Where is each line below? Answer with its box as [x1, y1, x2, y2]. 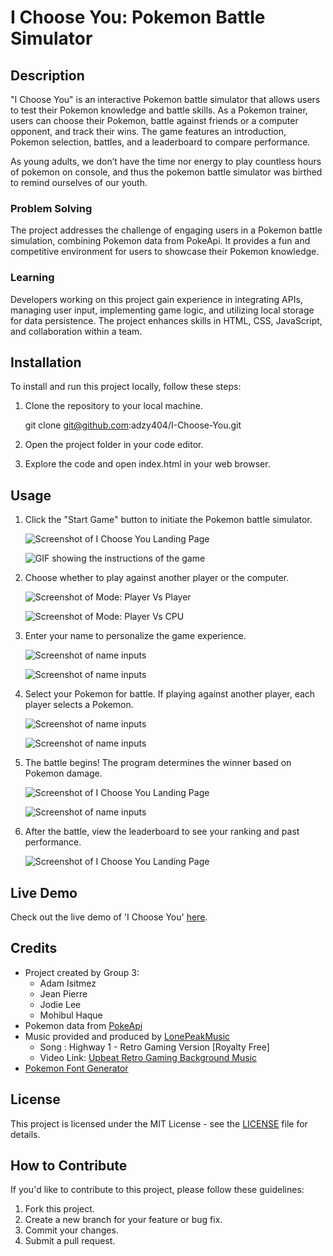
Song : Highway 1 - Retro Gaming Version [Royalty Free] [39, 1041, 270, 1053]
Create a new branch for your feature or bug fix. [24, 1214, 223, 1226]
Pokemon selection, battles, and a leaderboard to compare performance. [10, 136, 311, 148]
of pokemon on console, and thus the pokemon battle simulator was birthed [10, 166, 323, 178]
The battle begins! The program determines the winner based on [24, 757, 292, 769]
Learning [10, 271, 55, 285]
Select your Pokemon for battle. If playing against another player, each [24, 688, 316, 700]
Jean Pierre [39, 987, 88, 1000]
